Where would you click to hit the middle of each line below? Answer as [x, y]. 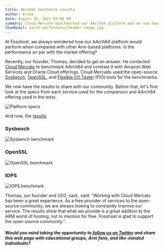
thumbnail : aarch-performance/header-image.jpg [54, 28]
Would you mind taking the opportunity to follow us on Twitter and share [80, 232]
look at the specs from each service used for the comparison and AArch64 [81, 92]
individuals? [18, 243]
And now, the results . [26, 116]
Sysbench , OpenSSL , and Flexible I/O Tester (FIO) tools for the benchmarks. [82, 77]
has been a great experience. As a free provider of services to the [71, 201]
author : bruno [20, 14]
